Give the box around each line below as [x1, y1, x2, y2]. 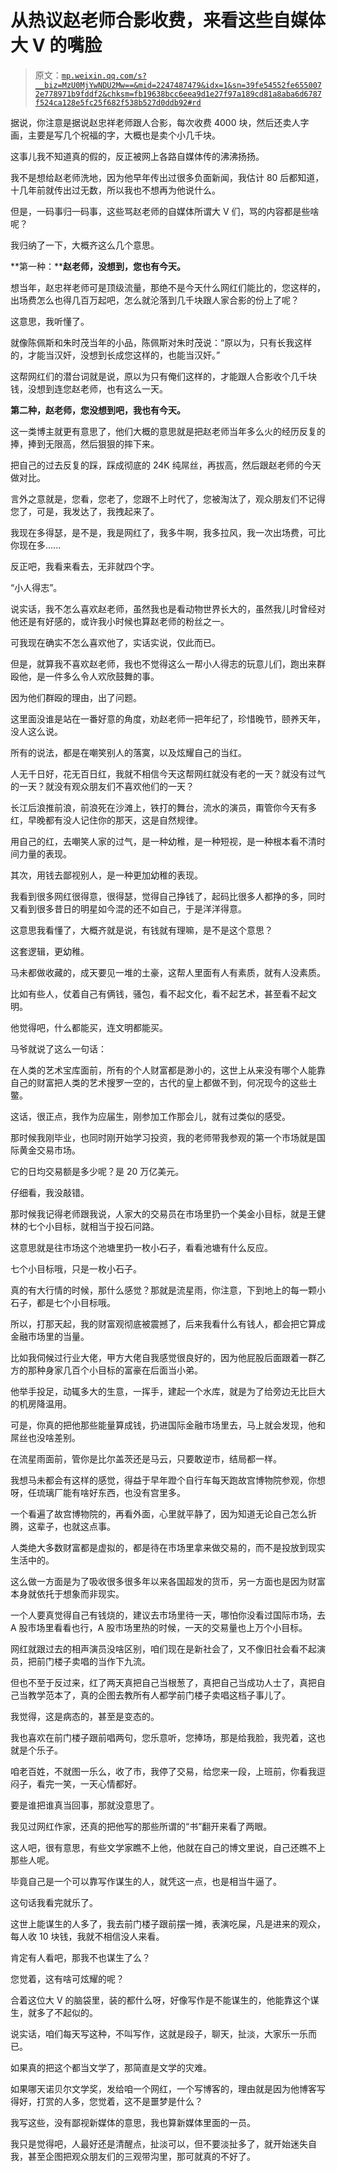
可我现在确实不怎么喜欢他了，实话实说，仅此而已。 [10, 636, 221, 648]
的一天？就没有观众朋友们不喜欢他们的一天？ [10, 780, 195, 792]
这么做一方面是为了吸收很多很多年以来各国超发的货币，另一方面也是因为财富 [10, 1575, 326, 1587]
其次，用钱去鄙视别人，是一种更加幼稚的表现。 [10, 869, 203, 881]
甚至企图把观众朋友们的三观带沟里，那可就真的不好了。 [27, 2150, 256, 2162]
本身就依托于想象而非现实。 [10, 1587, 125, 1600]
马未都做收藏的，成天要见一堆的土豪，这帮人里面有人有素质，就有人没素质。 [10, 966, 326, 978]
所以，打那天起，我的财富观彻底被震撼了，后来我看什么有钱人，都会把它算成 [10, 1317, 326, 1330]
